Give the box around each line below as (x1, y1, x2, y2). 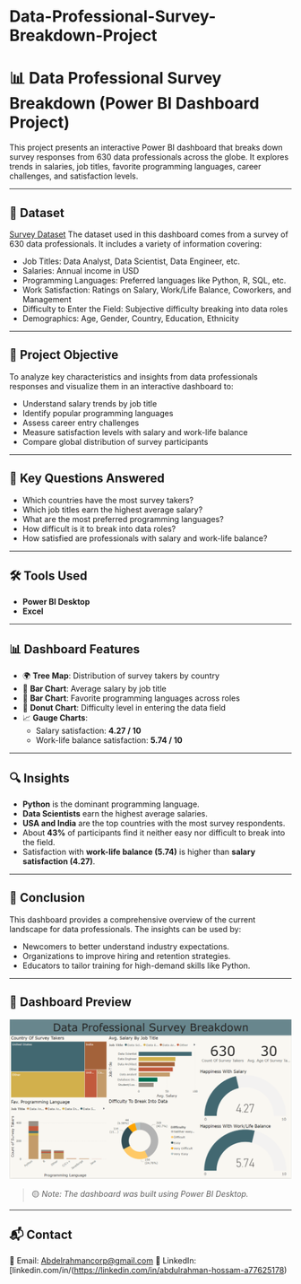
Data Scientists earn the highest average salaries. (21, 808, 209, 818)
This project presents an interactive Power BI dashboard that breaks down (9, 142, 284, 153)
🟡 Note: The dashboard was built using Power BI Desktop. (30, 1188, 249, 1199)
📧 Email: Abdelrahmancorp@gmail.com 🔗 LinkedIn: (9, 1255, 197, 1266)
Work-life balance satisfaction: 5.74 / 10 (35, 735, 183, 746)
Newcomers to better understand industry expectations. (21, 940, 230, 952)
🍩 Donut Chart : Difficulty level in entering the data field (21, 703, 227, 713)
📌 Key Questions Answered (9, 471, 165, 486)
